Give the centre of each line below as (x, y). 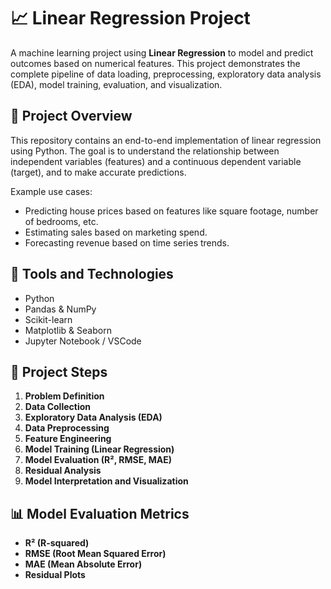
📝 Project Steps (59, 371)
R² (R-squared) (57, 543)
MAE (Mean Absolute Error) (83, 564)
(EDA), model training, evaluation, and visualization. (116, 84)
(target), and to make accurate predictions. (98, 172)
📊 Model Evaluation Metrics (100, 513)
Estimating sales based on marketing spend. (116, 232)
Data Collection (58, 407)
